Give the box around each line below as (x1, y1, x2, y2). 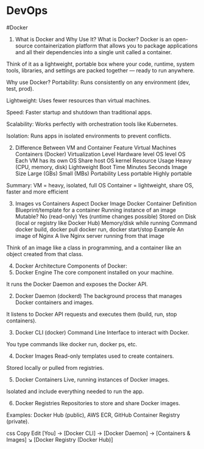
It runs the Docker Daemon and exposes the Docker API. (6, 280, 148, 288)
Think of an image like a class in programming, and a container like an (6, 244, 181, 251)
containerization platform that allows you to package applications (33, 42, 198, 49)
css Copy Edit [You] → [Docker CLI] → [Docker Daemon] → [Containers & (6, 430, 191, 437)
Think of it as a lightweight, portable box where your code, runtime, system (6, 60, 195, 68)
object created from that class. (6, 250, 83, 257)
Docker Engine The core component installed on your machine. (15, 268, 174, 276)
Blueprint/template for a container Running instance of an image (15, 206, 177, 214)
